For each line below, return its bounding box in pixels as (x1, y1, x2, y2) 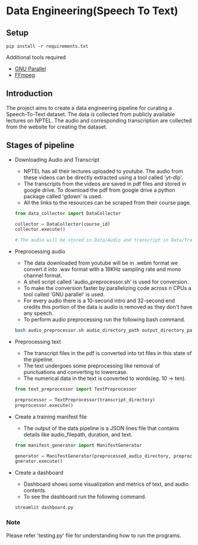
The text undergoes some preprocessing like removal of (23, 362, 160, 369)
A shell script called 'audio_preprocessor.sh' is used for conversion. (23, 278, 189, 285)
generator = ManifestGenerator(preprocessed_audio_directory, (14, 453, 171, 459)
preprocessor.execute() (14, 402, 74, 408)
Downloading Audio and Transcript (14, 156, 100, 163)
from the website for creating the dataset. (6, 123, 108, 130)
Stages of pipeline (6, 140, 75, 150)
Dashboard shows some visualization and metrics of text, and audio (23, 480, 189, 488)
